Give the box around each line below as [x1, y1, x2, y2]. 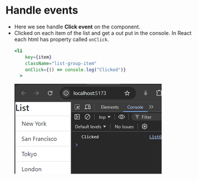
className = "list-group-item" [25, 60, 97, 66]
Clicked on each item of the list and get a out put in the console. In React [14, 29, 192, 36]
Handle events [5, 4, 78, 17]
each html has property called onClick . [14, 36, 109, 43]
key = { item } [25, 54, 52, 60]
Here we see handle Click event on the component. [14, 23, 140, 30]
